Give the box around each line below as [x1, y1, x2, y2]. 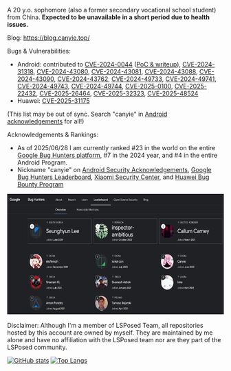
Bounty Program [16, 180, 64, 188]
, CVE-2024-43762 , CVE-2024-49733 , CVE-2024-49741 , [54, 75, 217, 83]
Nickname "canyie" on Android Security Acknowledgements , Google [16, 166, 212, 173]
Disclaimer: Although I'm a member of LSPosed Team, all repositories [7, 322, 204, 329]
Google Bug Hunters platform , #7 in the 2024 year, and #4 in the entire [16, 151, 218, 159]
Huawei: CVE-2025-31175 [16, 97, 90, 105]
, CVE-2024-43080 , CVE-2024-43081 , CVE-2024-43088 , [33, 68, 198, 75]
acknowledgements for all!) [7, 117, 85, 125]
